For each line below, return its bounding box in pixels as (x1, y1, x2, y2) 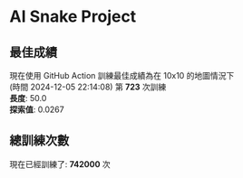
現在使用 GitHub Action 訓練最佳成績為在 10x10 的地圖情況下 (9, 70, 235, 80)
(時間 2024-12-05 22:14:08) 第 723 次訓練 (9, 81, 167, 92)
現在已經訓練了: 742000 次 (9, 158, 111, 169)
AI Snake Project (9, 6, 137, 27)
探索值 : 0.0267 (9, 104, 65, 115)
